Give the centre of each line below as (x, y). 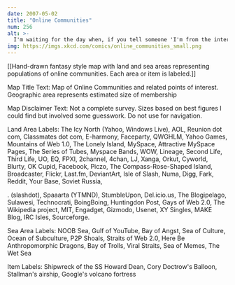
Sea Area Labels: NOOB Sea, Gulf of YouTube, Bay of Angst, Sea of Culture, (116, 231)
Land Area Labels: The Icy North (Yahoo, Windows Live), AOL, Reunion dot (115, 129)
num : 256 (20, 27)
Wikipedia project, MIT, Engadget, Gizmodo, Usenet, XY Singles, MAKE (110, 210)
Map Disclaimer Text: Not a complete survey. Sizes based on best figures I (114, 108)
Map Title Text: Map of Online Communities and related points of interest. (113, 87)
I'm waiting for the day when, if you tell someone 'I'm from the (112, 40)
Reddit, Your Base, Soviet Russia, (55, 181)
